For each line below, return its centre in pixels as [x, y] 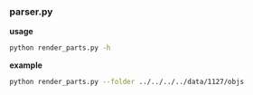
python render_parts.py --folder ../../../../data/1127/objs [127, 82]
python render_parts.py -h [60, 48]
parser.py [31, 12]
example [26, 65]
